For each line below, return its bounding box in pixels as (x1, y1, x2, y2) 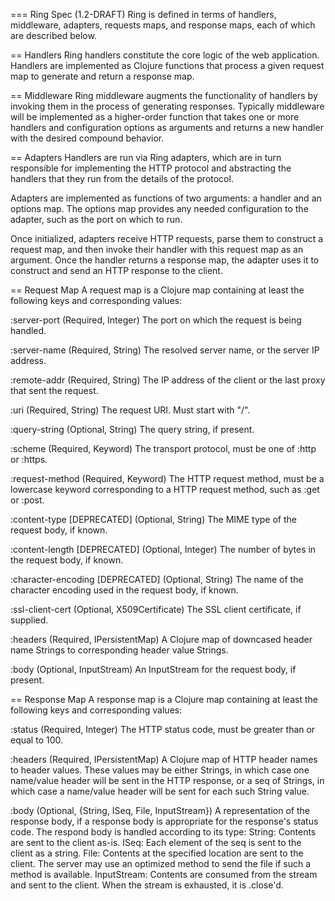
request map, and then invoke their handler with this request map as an (10, 244, 304, 255)
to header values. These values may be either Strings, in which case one (10, 764, 310, 776)
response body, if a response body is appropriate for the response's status (10, 815, 319, 827)
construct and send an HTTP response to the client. (10, 265, 223, 276)
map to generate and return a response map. (10, 70, 195, 82)
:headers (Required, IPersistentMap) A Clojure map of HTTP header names (10, 754, 318, 765)
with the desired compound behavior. (10, 132, 165, 144)
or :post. (10, 494, 45, 506)
